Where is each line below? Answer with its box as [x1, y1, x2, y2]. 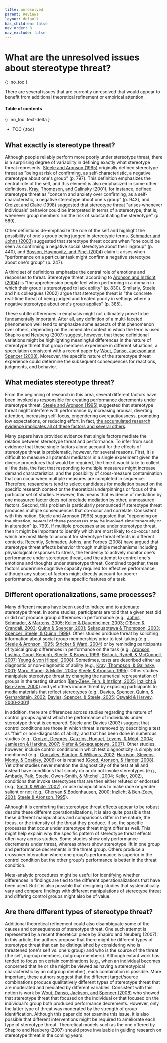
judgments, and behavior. [5, 363, 57, 370]
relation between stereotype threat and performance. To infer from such [5, 438, 154, 444]
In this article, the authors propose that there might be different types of [5, 937, 153, 943]
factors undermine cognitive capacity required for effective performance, [5, 565, 156, 571]
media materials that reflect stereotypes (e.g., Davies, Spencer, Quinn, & [5, 689, 154, 695]
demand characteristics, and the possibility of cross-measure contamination [5, 470, 162, 476]
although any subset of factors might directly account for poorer [5, 570, 138, 577]
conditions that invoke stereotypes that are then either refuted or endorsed [5, 778, 159, 784]
